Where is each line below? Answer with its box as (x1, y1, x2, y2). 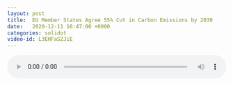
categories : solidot (7, 29, 67, 37)
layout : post (7, 10, 45, 17)
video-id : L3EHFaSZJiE (7, 36, 73, 43)
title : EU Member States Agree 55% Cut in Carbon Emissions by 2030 (7, 17, 214, 23)
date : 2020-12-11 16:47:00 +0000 (7, 23, 111, 30)
